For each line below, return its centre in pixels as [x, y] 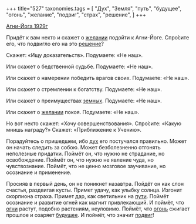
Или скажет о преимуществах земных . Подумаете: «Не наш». [84, 101]
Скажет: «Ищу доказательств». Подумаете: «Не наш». [75, 55]
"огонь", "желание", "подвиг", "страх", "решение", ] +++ [76, 15]
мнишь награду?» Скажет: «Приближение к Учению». [74, 130]
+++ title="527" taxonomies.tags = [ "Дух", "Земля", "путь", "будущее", [94, 9]
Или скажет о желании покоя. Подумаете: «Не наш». [73, 112]
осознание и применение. [39, 172]
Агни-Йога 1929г [27, 26]
